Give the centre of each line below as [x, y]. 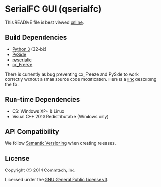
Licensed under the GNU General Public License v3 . [57, 180]
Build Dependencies [36, 38]
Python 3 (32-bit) [29, 49]
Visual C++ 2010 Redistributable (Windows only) [60, 116]
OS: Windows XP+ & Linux [38, 111]
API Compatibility [32, 132]
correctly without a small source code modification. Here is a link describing [81, 79]
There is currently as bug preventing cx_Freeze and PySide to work [72, 74]
